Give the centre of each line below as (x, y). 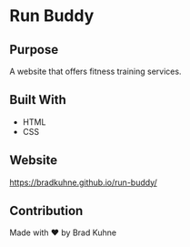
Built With (38, 100)
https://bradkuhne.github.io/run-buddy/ (83, 182)
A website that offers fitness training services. (95, 71)
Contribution (46, 211)
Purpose (34, 50)
